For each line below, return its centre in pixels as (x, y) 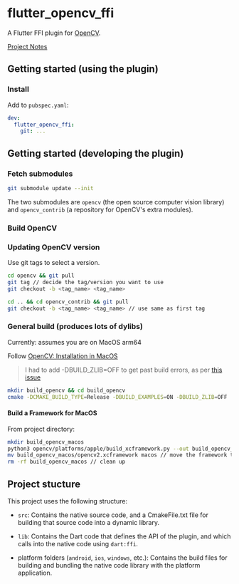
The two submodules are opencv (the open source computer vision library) (116, 202)
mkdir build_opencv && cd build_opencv (67, 390)
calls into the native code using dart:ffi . (78, 543)
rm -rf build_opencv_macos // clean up (67, 462)
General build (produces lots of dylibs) (75, 327)
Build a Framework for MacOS (52, 413)
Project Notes (27, 46)
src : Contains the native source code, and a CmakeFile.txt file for (113, 515)
